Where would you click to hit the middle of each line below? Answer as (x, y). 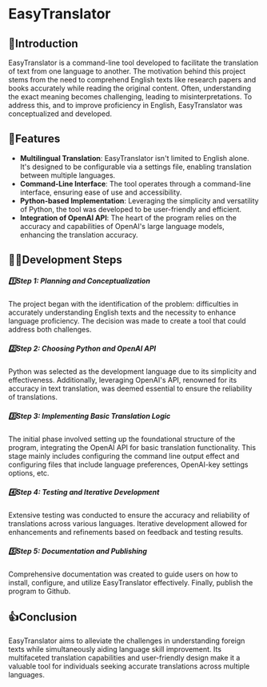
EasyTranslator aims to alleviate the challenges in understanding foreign (127, 641)
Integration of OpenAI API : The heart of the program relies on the (128, 218)
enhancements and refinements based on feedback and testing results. (126, 532)
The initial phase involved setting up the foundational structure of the (122, 439)
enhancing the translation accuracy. (79, 235)
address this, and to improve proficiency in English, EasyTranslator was (126, 105)
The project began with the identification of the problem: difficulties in (123, 304)
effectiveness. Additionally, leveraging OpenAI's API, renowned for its (123, 380)
